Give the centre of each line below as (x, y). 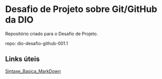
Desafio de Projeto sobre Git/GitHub (81, 9)
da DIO (19, 20)
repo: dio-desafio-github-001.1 (37, 43)
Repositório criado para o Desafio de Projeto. (52, 33)
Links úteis (22, 59)
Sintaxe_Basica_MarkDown (33, 71)
